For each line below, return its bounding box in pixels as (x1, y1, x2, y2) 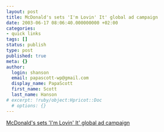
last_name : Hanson (11, 92, 58, 98)
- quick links (6, 31, 42, 37)
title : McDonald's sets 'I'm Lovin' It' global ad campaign (6, 14, 159, 20)
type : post (6, 48, 33, 54)
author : (6, 64, 26, 70)
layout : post (6, 8, 39, 15)
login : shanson (11, 70, 49, 76)
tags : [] (6, 36, 28, 42)
